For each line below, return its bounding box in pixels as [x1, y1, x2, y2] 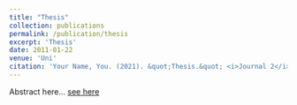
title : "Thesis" [9, 12, 69, 22]
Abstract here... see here [9, 86, 100, 97]
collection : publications [9, 21, 104, 30]
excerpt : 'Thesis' [9, 37, 77, 47]
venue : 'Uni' [9, 54, 57, 63]
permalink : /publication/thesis [9, 29, 128, 38]
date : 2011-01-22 [9, 46, 73, 55]
